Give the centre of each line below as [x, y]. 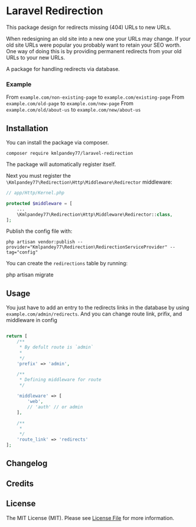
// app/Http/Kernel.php [35, 193]
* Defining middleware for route [60, 380]
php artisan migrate [30, 275]
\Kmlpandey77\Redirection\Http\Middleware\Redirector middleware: [89, 182]
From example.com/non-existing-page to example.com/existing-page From [95, 97]
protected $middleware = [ [39, 203]
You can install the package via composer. [58, 142]
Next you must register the [38, 176]
